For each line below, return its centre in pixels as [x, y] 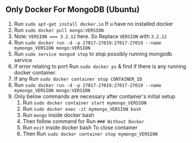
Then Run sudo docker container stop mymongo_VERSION [90, 134]
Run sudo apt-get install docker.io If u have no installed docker [94, 23]
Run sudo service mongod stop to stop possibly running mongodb [93, 54]
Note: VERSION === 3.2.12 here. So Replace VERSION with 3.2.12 [90, 36]
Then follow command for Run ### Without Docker [83, 121]
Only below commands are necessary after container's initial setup [95, 96]
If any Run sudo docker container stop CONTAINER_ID [78, 79]
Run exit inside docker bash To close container [80, 127]
